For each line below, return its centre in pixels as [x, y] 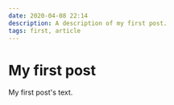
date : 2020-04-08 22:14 [48, 16]
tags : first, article [45, 30]
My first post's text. [41, 92]
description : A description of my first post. [88, 23]
